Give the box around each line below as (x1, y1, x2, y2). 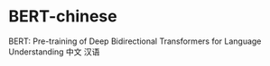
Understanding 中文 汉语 (8, 46, 100, 57)
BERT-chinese (8, 6, 118, 27)
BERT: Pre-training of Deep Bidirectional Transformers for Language (8, 36, 262, 46)
